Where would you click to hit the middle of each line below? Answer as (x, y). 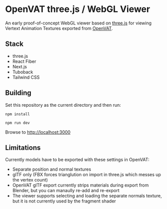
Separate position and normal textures (52, 169)
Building (18, 93)
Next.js (20, 66)
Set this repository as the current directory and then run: (63, 105)
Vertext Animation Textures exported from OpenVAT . (59, 28)
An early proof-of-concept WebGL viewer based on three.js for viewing (79, 23)
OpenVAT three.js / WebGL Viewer (78, 9)
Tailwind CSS (26, 77)
